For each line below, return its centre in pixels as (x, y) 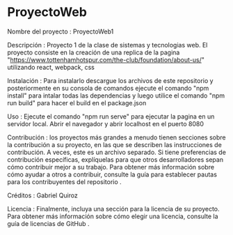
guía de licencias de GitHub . (48, 223)
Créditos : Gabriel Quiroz (43, 195)
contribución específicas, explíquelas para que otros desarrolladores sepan (115, 159)
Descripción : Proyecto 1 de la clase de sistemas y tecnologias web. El (107, 45)
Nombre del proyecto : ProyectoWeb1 (61, 31)
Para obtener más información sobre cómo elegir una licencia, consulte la (113, 216)
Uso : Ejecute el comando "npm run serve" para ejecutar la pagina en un (111, 116)
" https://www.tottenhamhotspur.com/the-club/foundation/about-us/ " (106, 59)
